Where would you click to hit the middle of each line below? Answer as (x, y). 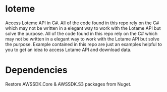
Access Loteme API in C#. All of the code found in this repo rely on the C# (82, 23)
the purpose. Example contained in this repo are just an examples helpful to (84, 44)
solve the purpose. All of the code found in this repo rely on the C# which (81, 33)
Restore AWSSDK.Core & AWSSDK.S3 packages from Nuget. (68, 84)
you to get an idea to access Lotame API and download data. (68, 50)
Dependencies (36, 70)
